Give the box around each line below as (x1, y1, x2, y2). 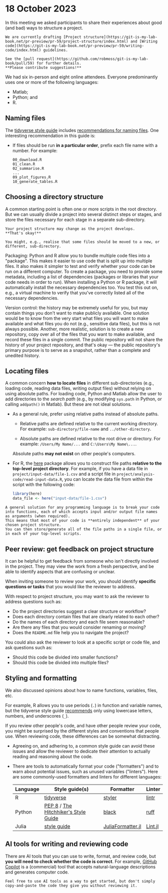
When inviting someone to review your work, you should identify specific (5, 578, 156, 584)
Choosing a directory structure (5, 193, 103, 201)
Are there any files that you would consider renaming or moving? (12, 624, 146, 630)
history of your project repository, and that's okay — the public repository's (5, 342, 160, 348)
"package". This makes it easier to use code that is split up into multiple (5, 258, 152, 264)
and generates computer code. (5, 869, 69, 875)
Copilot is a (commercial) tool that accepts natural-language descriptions (5, 864, 156, 870)
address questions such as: (5, 598, 62, 605)
